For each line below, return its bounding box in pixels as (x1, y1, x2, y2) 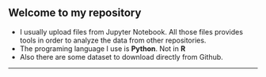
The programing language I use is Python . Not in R (19, 43, 186, 53)
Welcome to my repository (8, 6, 142, 20)
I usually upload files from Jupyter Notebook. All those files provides (19, 27, 244, 36)
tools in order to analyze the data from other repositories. (19, 35, 207, 45)
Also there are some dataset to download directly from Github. (19, 52, 223, 61)
